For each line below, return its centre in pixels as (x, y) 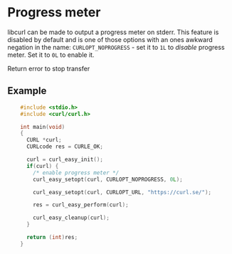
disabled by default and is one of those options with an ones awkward (110, 39)
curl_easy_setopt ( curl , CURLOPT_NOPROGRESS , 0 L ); (108, 179)
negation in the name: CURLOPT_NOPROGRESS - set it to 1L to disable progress (116, 47)
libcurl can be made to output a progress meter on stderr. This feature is (113, 32)
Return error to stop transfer (49, 68)
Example (27, 91)
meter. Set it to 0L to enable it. (51, 55)
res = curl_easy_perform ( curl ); (81, 205)
